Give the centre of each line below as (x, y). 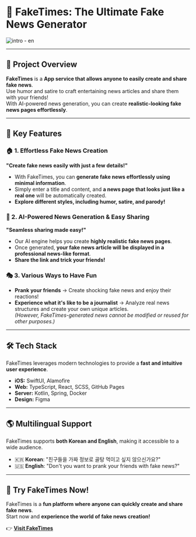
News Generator (47, 24)
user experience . (27, 369)
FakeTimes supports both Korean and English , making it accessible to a (92, 441)
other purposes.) (35, 321)
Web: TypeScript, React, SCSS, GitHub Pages (69, 386)
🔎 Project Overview (42, 65)
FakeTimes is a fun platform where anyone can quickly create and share (94, 504)
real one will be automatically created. (60, 196)
